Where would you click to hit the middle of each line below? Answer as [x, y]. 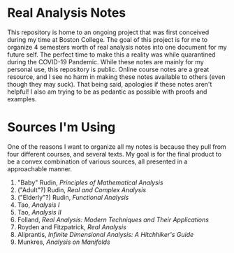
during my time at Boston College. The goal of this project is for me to [108, 39]
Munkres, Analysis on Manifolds [64, 242]
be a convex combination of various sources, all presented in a [97, 161]
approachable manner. [39, 168]
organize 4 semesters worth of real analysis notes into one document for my [117, 47]
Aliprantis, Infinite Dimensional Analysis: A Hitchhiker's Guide [105, 234]
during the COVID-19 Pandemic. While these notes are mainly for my [105, 62]
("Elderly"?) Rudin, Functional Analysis [73, 197]
